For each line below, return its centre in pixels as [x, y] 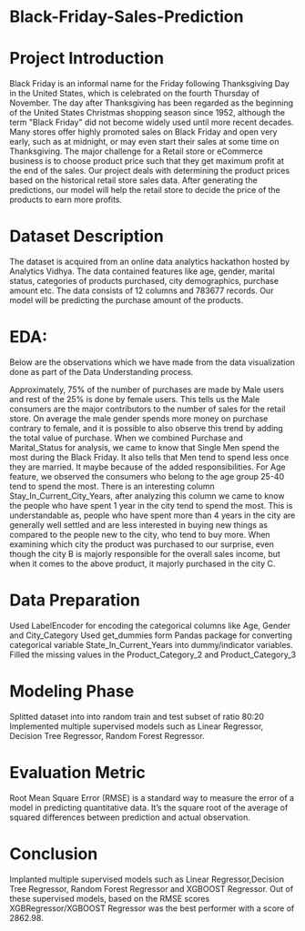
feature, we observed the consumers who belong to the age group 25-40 [147, 476]
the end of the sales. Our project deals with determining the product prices [150, 171]
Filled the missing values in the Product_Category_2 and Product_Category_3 [153, 654]
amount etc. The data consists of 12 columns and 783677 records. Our [142, 291]
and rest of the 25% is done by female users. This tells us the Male [135, 399]
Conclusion [54, 854]
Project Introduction [87, 59]
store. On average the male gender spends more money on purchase [139, 419]
